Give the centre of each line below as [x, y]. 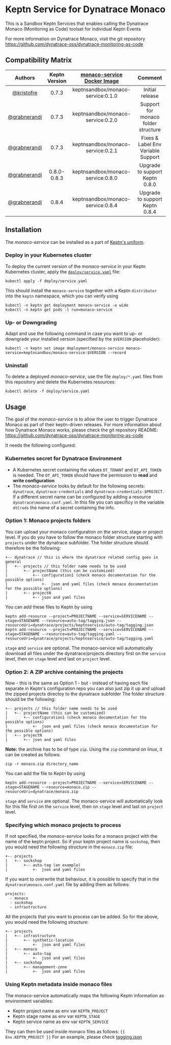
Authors [25, 77]
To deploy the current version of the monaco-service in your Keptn [76, 266]
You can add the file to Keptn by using [45, 774]
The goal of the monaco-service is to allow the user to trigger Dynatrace [81, 419]
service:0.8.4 [102, 205]
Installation [23, 230]
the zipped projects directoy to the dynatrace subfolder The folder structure [85, 694]
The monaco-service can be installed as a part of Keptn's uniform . [75, 242]
